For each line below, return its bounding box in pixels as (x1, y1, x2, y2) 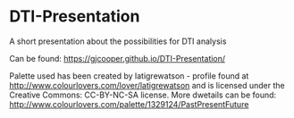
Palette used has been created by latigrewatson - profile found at (9, 70, 249, 81)
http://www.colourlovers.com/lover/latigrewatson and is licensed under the (9, 80, 285, 90)
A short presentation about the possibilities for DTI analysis (9, 36, 227, 46)
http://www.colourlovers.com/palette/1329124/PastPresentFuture (9, 98, 249, 109)
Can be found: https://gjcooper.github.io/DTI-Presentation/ (9, 53, 226, 63)
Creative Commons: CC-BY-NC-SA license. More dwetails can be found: (9, 89, 277, 100)
